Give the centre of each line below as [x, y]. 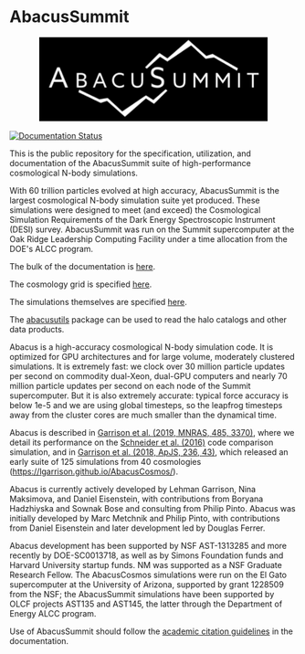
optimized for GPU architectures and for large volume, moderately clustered [152, 356]
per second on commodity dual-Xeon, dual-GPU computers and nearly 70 [148, 375]
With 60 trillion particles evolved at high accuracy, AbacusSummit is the [145, 190]
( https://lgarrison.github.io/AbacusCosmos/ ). [94, 471]
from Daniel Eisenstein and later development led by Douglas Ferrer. [137, 528]
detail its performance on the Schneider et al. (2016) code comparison [142, 442]
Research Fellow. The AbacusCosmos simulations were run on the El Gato [148, 575]
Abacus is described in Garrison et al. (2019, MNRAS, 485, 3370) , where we [152, 432]
